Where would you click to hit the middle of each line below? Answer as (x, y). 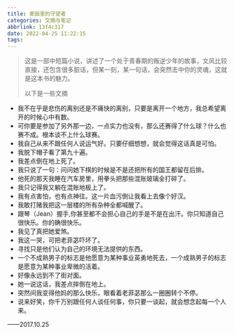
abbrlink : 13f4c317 (36, 27)
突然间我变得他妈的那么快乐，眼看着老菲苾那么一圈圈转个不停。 (109, 293)
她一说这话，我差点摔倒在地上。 (63, 284)
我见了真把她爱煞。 (45, 231)
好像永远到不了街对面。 (51, 276)
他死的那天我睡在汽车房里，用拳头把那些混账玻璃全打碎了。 (103, 179)
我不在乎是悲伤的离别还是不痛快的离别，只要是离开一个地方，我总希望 (119, 108)
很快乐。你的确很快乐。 (51, 223)
